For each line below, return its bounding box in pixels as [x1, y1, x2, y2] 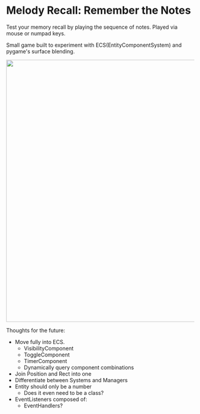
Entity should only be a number [14, 383, 92, 390]
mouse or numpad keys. [6, 29, 66, 37]
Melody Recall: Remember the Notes [6, 4, 191, 17]
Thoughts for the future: [6, 327, 66, 334]
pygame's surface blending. [6, 47, 75, 55]
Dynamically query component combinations [23, 364, 134, 371]
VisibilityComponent [23, 345, 74, 352]
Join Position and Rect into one [14, 370, 91, 377]
